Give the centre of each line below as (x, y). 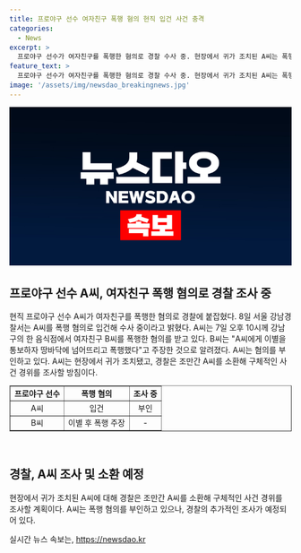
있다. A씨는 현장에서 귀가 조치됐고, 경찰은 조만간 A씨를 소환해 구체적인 (155, 361)
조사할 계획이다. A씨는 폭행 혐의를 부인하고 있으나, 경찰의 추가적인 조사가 (136, 509)
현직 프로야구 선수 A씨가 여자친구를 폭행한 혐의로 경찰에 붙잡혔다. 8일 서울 (139, 316)
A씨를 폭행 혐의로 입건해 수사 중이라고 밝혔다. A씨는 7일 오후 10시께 (150, 328)
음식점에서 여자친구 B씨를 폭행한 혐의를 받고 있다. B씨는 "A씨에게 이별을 (161, 339)
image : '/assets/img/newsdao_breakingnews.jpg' (100, 85)
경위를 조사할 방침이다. (58, 373)
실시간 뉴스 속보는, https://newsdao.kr (77, 539)
